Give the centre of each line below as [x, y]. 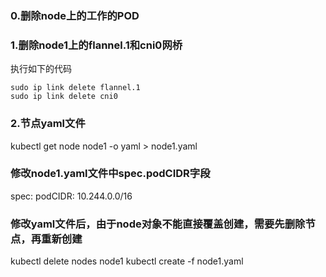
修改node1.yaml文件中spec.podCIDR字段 [110, 174]
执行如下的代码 [41, 69]
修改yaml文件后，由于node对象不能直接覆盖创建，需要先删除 [158, 224]
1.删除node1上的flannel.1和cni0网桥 [96, 45]
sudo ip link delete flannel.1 [75, 88]
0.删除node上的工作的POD [75, 15]
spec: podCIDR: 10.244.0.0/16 [71, 196]
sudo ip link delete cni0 [64, 97]
